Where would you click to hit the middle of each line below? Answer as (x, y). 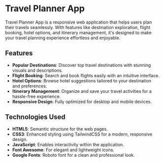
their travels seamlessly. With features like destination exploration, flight (78, 27)
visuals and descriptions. (37, 70)
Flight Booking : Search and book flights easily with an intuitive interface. (86, 75)
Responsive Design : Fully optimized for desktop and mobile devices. (82, 102)
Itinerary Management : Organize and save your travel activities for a (82, 91)
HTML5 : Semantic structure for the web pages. (60, 129)
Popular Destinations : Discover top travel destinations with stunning (82, 65)
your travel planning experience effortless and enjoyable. (63, 38)
